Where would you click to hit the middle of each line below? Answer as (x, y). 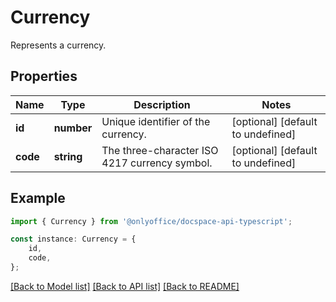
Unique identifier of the (156, 121)
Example (38, 198)
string (68, 156)
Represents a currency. (58, 45)
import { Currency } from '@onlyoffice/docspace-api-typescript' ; (151, 221)
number (73, 128)
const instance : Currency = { (73, 239)
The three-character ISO (160, 150)
